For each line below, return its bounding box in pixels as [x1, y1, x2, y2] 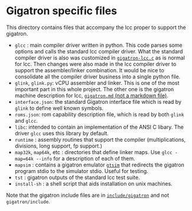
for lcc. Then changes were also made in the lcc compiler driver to [14, 60, 177, 68]
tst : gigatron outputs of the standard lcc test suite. [14, 174, 140, 181]
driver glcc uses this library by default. [14, 129, 109, 137]
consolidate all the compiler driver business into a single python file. [14, 73, 181, 80]
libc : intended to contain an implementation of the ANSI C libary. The [14, 123, 184, 130]
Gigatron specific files [6, 4, 117, 18]
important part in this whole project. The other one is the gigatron [14, 85, 174, 92]
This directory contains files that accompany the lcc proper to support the [6, 24, 186, 31]
